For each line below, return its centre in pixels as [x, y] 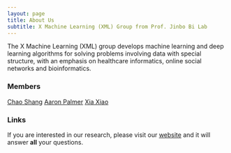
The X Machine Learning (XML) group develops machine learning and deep [116, 47]
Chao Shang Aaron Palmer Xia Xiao [58, 102]
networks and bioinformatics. [50, 69]
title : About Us [31, 20]
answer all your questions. [45, 142]
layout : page [26, 14]
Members [24, 86]
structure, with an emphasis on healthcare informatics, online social [105, 61]
